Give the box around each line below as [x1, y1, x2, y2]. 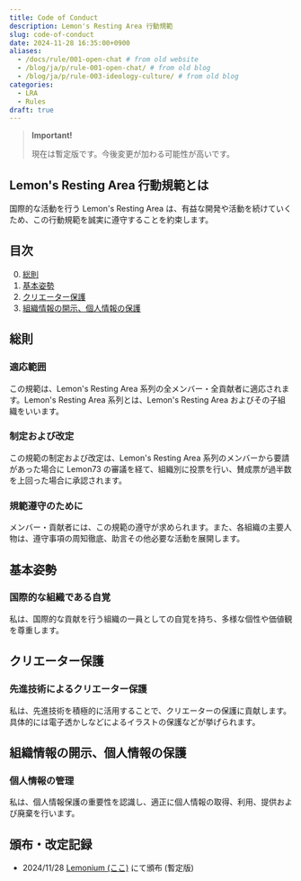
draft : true [9, 105, 54, 114]
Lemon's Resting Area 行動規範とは [9, 177, 209, 193]
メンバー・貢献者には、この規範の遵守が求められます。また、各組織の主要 [9, 522, 285, 532]
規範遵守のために [9, 499, 84, 512]
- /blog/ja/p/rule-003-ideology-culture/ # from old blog [17, 72, 240, 81]
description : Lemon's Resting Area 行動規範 [9, 22, 173, 31]
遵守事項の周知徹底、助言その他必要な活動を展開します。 [32, 533, 245, 544]
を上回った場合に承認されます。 [9, 475, 128, 486]
